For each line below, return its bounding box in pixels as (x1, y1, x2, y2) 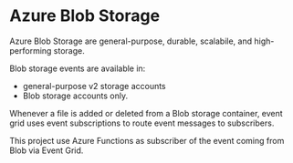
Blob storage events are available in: (9, 63, 146, 74)
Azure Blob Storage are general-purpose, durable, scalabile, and (9, 36, 253, 46)
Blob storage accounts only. (22, 90, 129, 101)
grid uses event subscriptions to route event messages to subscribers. (9, 117, 275, 128)
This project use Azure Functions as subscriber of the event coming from (9, 135, 285, 146)
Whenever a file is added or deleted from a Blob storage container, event (9, 107, 283, 118)
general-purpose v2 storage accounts (22, 80, 166, 91)
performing (9, 45, 52, 56)
